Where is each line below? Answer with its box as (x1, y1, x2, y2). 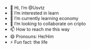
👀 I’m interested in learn (9, 10, 59, 16)
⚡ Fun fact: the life (9, 39, 48, 45)
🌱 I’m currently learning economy (9, 15, 78, 21)
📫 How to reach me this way (9, 26, 70, 32)
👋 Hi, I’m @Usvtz (9, 5, 45, 10)
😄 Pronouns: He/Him (9, 33, 54, 39)
